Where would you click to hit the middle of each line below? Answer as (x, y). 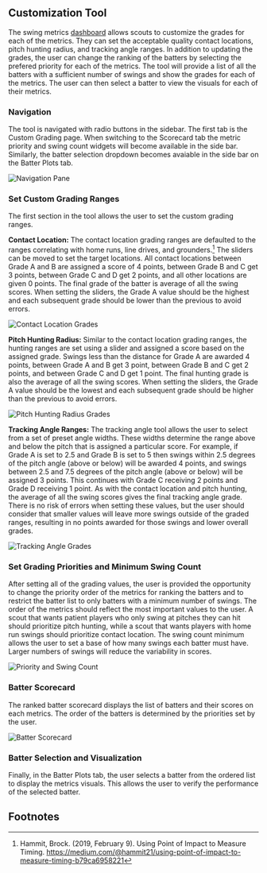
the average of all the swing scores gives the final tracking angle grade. (125, 497)
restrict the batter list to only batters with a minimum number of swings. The (132, 601)
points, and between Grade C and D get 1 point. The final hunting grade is (128, 373)
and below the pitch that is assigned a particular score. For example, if (123, 446)
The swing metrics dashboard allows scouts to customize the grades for (126, 32)
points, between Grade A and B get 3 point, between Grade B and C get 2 (128, 365)
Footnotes (34, 817)
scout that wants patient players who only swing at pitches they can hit (124, 618)
